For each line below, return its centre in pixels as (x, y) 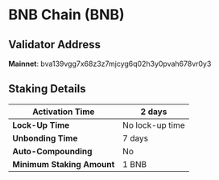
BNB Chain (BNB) (66, 15)
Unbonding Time (45, 138)
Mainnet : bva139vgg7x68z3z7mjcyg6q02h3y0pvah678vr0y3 (110, 63)
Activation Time (63, 112)
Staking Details (47, 89)
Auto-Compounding (52, 151)
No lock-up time (153, 125)
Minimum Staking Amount (64, 164)
